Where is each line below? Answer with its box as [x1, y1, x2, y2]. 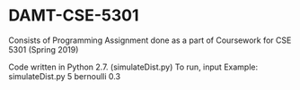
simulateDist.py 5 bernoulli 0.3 [8, 70, 121, 81]
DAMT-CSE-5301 [8, 5, 139, 26]
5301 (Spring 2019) [8, 44, 79, 54]
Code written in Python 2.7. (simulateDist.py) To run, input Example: [8, 61, 258, 72]
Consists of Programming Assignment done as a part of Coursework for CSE [8, 35, 292, 45]
